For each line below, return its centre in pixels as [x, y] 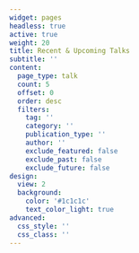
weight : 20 [30, 43]
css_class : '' [43, 234]
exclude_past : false [64, 159]
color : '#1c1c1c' [58, 201]
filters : [34, 109]
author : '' [46, 143]
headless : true [38, 26]
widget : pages [36, 17]
